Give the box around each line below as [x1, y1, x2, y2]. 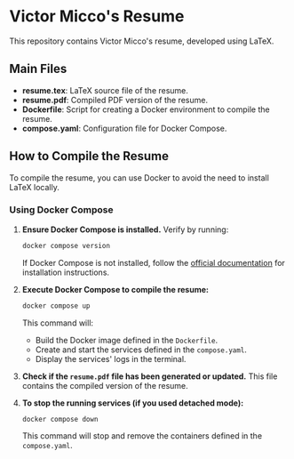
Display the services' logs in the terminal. [35, 353, 187, 364]
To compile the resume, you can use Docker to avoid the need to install [9, 172, 269, 183]
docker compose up [21, 301, 91, 310]
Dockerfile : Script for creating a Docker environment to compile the [21, 104, 270, 115]
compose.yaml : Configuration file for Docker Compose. [21, 123, 227, 133]
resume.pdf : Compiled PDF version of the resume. [21, 94, 209, 105]
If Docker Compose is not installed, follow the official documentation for [21, 257, 286, 268]
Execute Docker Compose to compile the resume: [21, 284, 209, 294]
